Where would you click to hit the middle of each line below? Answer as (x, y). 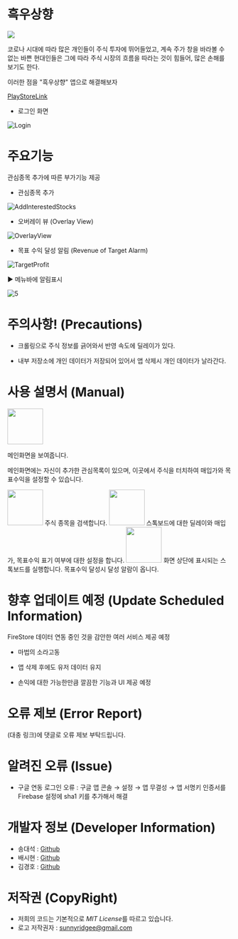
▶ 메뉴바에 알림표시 (35, 279)
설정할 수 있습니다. (58, 479)
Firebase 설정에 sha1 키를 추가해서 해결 (72, 796)
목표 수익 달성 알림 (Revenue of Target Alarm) (83, 250)
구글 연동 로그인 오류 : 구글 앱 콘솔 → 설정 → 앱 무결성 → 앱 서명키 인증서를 (121, 787)
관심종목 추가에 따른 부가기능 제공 (54, 177)
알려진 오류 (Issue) (60, 766)
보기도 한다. (24, 67)
